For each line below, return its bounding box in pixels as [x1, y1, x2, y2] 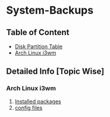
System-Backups [6, 4, 94, 17]
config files [14, 104, 43, 111]
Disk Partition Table [14, 43, 63, 50]
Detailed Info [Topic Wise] [6, 67, 105, 77]
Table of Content [6, 27, 70, 37]
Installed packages [14, 97, 61, 105]
